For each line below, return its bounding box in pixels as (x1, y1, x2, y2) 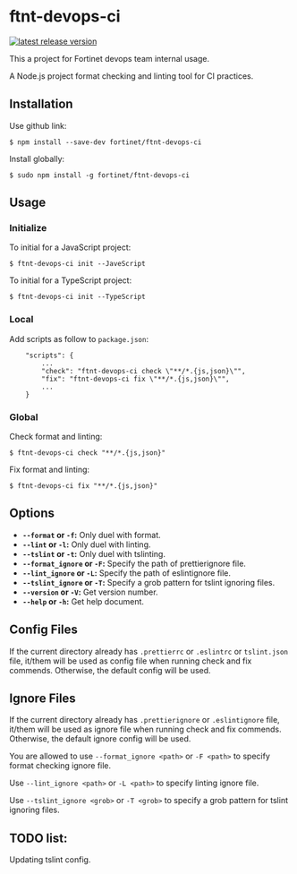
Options (9, 506, 55, 521)
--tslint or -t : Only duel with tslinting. (21, 548, 165, 559)
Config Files (9, 622, 78, 638)
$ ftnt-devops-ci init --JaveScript (9, 260, 146, 269)
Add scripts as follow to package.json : (9, 333, 149, 344)
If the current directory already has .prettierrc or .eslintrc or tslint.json (9, 646, 289, 656)
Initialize (9, 222, 47, 235)
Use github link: (9, 120, 67, 131)
